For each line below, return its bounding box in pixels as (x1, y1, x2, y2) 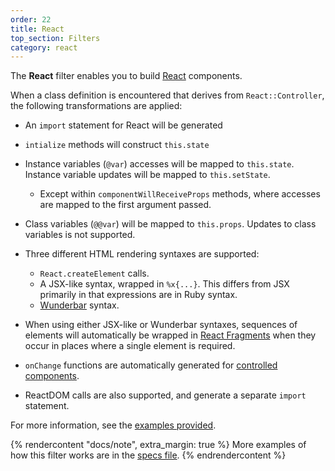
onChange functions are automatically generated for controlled (24, 359, 278, 371)
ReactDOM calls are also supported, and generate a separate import (24, 389, 307, 401)
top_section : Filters (10, 33, 101, 43)
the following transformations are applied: (10, 100, 183, 112)
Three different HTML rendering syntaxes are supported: (24, 248, 260, 260)
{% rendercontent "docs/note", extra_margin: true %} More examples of (10, 439, 307, 451)
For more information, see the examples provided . (10, 419, 217, 431)
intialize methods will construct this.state (24, 139, 210, 151)
